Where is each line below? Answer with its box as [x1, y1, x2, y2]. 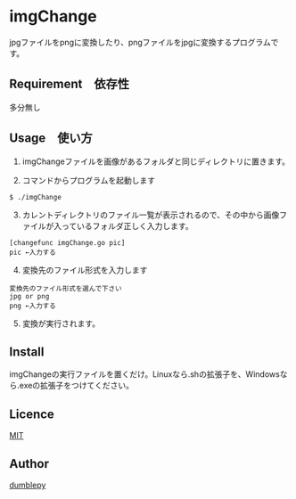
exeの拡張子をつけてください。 [19, 380, 134, 391]
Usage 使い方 [9, 131, 94, 146]
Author [9, 456, 49, 471]
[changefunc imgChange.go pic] [9, 238, 126, 247]
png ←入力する [9, 301, 56, 310]
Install [9, 344, 45, 359]
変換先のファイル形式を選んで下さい [9, 283, 122, 293]
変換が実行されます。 [21, 318, 101, 329]
